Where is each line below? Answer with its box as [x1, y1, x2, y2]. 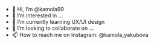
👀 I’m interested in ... [11, 12, 63, 19]
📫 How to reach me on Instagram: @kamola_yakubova [11, 32, 149, 38]
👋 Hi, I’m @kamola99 [11, 6, 65, 12]
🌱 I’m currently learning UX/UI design [11, 18, 105, 25]
